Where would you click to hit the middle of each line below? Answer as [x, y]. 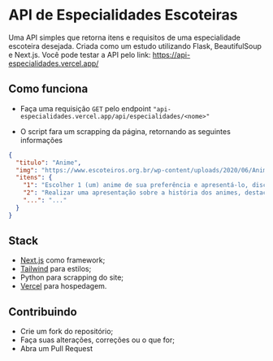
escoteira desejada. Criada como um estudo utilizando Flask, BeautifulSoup [135, 46]
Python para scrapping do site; [72, 277]
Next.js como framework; [63, 260]
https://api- [171, 54]
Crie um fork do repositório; [67, 332]
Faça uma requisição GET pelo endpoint [86, 108]
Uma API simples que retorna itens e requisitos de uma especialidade [125, 37]
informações [41, 140]
